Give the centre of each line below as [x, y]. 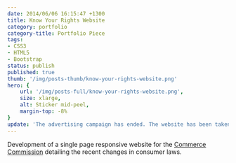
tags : [15, 40]
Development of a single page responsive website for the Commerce [107, 144]
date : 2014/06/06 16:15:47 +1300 [56, 14]
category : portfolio [38, 27]
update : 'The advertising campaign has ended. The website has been [110, 124]
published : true [31, 72]
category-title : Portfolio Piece [56, 33]
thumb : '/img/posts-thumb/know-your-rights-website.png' [92, 79]
